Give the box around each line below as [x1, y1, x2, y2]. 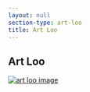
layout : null [8, 11, 51, 19]
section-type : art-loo [8, 19, 82, 27]
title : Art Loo [8, 26, 58, 34]
